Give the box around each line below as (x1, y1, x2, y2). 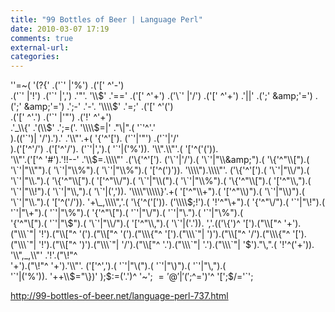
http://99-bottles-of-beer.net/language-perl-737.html (10, 290, 229, 302)
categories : (10, 52, 60, 62)
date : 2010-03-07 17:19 (10, 24, 110, 34)
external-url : (10, 42, 70, 53)
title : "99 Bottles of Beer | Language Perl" (10, 14, 203, 25)
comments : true (10, 33, 74, 43)
